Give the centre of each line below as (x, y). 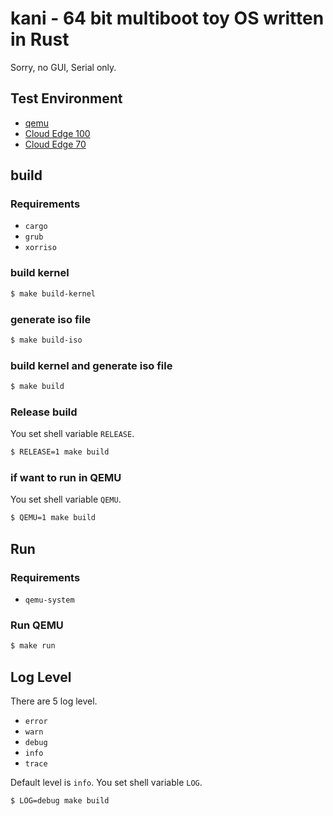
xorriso (40, 248)
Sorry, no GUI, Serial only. (63, 67)
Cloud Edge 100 (57, 133)
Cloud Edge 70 (55, 144)
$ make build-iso (46, 340)
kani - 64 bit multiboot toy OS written (167, 18)
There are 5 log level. (54, 701)
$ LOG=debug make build (60, 800)
